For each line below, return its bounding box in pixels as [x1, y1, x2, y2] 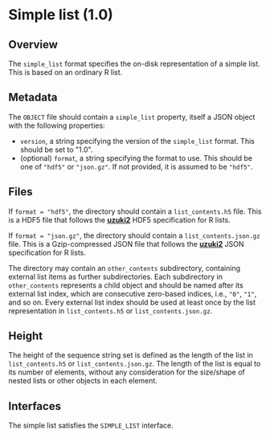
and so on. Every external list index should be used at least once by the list [8, 297, 256, 307]
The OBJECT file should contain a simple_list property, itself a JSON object [8, 112, 256, 121]
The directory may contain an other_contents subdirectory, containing [8, 263, 241, 272]
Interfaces [8, 399, 62, 413]
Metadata [8, 91, 58, 104]
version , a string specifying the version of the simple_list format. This [19, 136, 255, 145]
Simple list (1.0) [8, 6, 114, 24]
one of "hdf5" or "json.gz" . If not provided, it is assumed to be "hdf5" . [19, 162, 253, 171]
